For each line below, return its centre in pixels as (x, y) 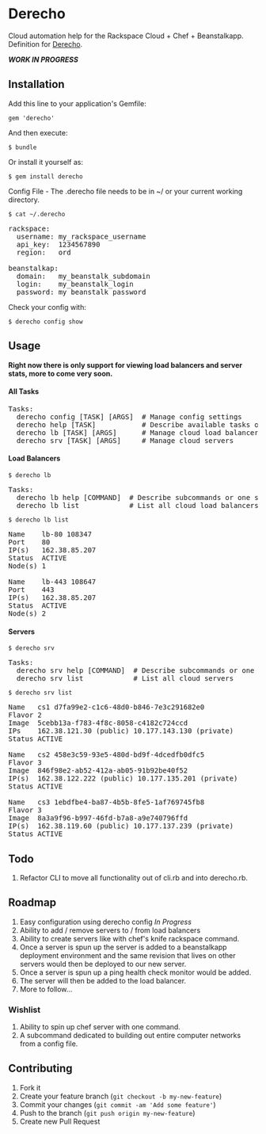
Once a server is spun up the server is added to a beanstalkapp (123, 947)
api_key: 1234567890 (58, 244)
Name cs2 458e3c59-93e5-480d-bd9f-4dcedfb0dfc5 (106, 755)
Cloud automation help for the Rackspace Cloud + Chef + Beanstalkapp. (126, 36)
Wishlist (25, 1010)
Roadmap (32, 903)
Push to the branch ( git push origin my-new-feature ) (107, 1113)
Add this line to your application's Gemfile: (77, 103)
